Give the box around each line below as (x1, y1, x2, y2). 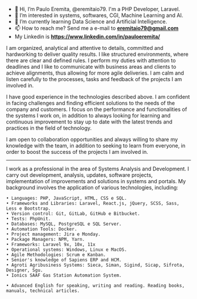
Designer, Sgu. (6, 267, 43, 273)
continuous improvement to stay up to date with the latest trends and (6, 118, 173, 125)
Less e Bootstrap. (6, 206, 51, 211)
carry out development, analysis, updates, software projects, (6, 172, 153, 179)
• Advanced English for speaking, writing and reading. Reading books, (6, 283, 185, 288)
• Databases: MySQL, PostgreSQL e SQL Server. (6, 221, 122, 227)
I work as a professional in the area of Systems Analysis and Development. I (6, 165, 189, 172)
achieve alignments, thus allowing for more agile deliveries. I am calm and (6, 69, 185, 76)
